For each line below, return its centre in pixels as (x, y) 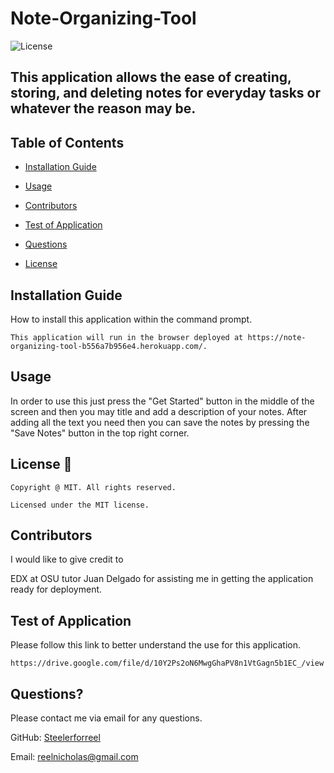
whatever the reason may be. (103, 108)
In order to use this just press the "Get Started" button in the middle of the (162, 401)
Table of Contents (67, 142)
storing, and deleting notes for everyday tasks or (166, 93)
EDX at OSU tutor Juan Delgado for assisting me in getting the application (162, 579)
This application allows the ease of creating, (151, 77)
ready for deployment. (56, 589)
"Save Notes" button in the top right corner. (100, 433)
